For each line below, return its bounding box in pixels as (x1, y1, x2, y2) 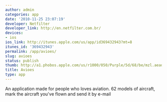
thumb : (5, 63, 19, 68)
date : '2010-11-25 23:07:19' (5, 16, 66, 21)
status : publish (5, 58, 39, 63)
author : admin (5, 7, 35, 12)
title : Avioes (5, 68, 35, 73)
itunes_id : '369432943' (5, 44, 55, 49)
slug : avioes (5, 53, 32, 59)
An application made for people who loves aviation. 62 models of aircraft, (5, 86, 156, 92)
